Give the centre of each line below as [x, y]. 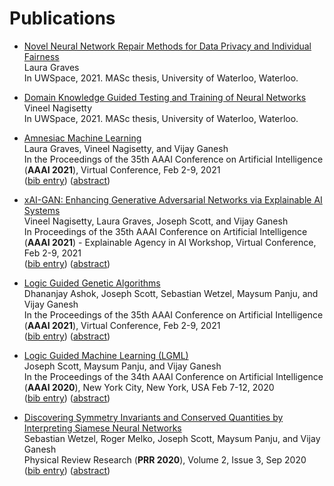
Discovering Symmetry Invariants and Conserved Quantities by [153, 417]
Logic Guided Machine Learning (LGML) [106, 355]
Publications [62, 18]
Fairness [41, 56]
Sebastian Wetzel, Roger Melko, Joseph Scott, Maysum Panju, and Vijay [172, 438]
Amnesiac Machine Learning [82, 138]
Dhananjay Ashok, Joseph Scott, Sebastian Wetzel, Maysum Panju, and [171, 293]
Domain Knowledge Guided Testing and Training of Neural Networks [165, 97]
